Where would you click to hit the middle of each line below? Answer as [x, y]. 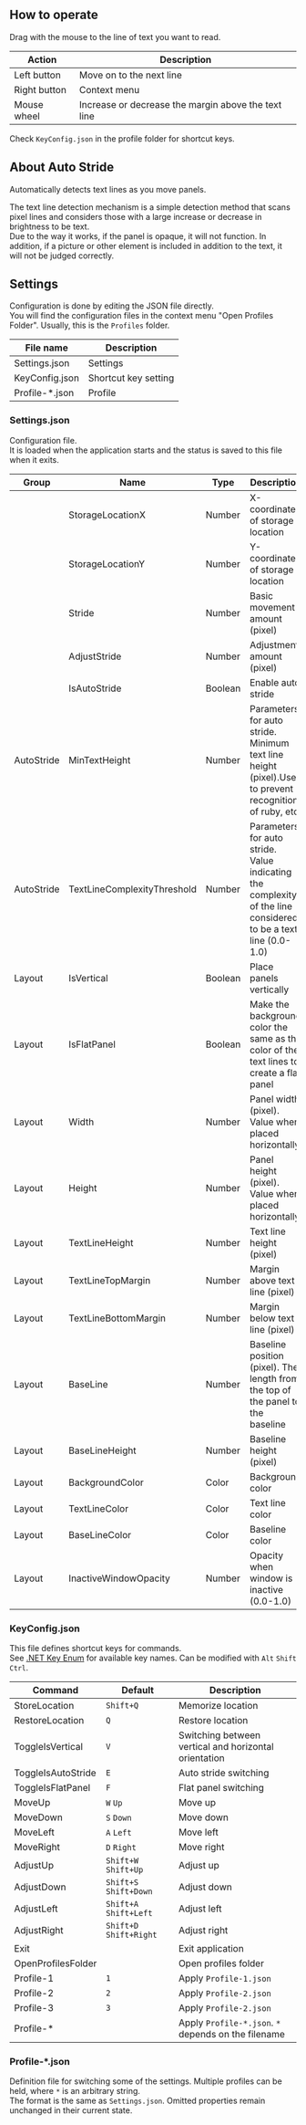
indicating [270, 872]
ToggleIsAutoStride [56, 1773]
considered [274, 917]
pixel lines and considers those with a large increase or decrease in [136, 216]
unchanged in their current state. [71, 2110]
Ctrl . [19, 1668]
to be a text [273, 928]
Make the [269, 1004]
